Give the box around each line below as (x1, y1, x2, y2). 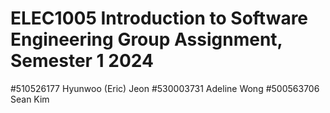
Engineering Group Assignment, (10, 28, 283, 51)
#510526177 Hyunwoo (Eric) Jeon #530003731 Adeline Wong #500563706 (10, 82, 320, 94)
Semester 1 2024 (10, 50, 154, 72)
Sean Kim (10, 93, 50, 105)
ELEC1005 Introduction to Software (10, 7, 309, 30)
